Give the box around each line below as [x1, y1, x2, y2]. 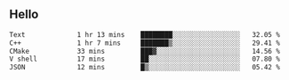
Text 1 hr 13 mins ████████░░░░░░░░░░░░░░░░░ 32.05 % [9, 30, 280, 39]
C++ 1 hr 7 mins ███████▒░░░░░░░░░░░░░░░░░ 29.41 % [9, 39, 280, 47]
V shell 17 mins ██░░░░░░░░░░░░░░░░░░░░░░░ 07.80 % [9, 55, 280, 64]
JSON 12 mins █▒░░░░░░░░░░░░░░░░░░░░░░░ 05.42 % [9, 63, 280, 72]
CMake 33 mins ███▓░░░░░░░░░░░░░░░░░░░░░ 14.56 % [9, 47, 280, 55]
